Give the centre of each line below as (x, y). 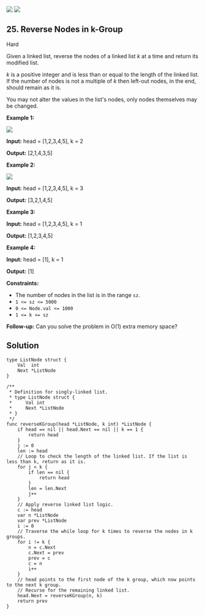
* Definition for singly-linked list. (58, 392)
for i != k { (34, 542)
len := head (32, 451)
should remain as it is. (34, 87)
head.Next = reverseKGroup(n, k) (60, 595)
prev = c (39, 558)
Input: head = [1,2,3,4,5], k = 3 (45, 188)
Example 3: (21, 212)
